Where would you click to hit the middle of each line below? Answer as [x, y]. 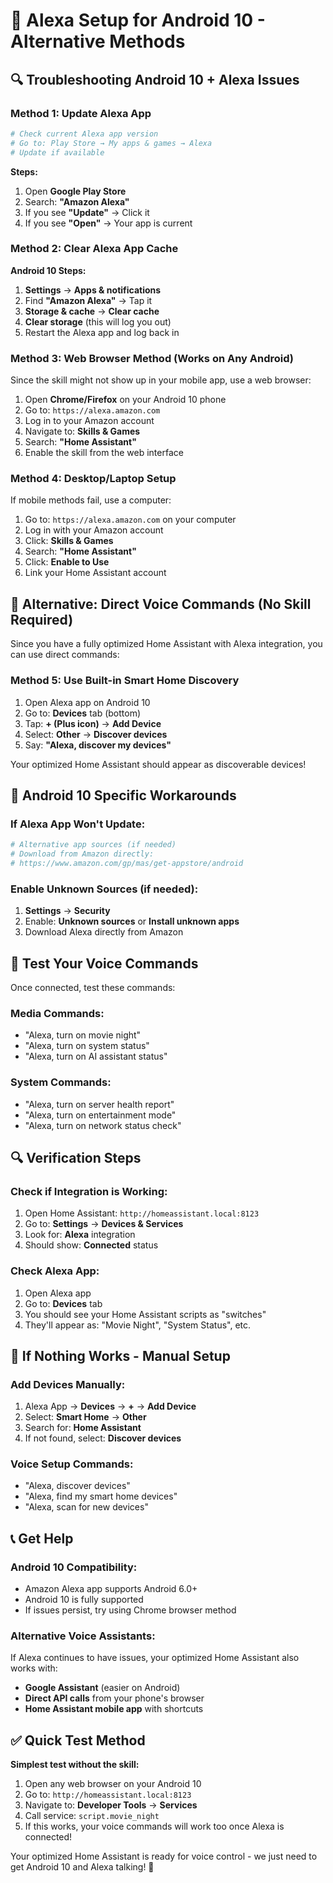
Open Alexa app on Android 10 [87, 702]
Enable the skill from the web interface [104, 453]
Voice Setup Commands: [72, 1464]
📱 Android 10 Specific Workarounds [123, 795]
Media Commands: [57, 1013]
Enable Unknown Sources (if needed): [104, 889]
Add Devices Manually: [68, 1384]
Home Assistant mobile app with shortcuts [114, 1709]
